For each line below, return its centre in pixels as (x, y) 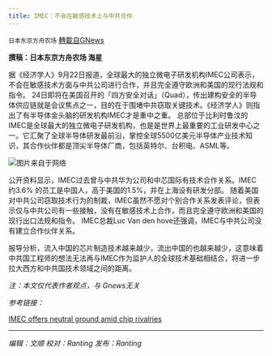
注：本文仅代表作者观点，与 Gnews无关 (74, 285)
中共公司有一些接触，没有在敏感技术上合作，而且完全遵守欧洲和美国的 (147, 210)
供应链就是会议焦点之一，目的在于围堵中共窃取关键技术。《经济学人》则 (134, 105)
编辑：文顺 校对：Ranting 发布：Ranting (75, 343)
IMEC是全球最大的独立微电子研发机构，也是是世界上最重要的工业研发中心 (131, 125)
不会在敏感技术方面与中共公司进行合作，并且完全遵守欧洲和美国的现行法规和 (136, 84)
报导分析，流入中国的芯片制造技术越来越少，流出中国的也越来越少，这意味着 (136, 247)
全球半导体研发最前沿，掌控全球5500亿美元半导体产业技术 (148, 135)
